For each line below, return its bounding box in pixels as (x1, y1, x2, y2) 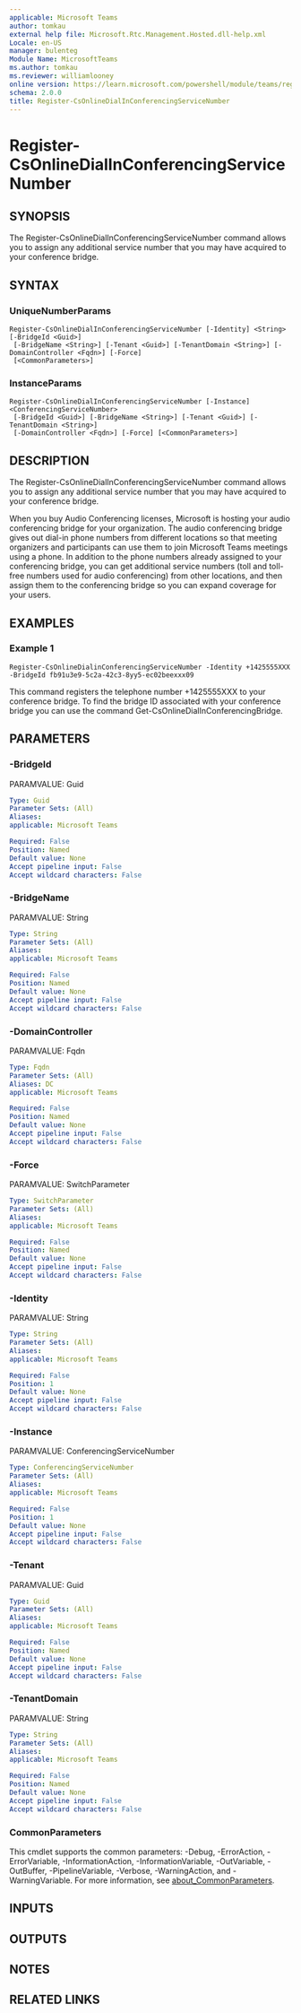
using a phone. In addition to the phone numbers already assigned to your (9, 551, 282, 562)
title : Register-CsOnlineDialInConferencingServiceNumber (9, 96, 230, 106)
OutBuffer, (9, 1865, 47, 1876)
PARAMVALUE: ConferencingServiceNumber (9, 1445, 175, 1457)
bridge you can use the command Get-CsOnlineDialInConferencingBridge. (9, 705, 284, 716)
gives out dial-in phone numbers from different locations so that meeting (9, 533, 278, 543)
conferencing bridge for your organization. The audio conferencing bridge (9, 523, 283, 534)
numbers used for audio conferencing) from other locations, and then (26, 570, 283, 581)
